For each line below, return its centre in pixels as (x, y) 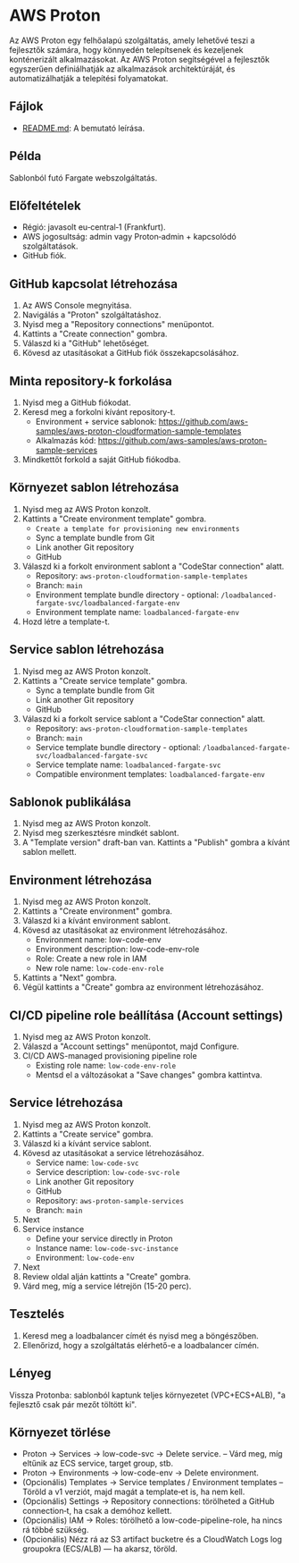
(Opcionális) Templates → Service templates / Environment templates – (153, 1483)
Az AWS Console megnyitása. (77, 306)
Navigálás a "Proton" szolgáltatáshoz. (91, 315)
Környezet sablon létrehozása (94, 488)
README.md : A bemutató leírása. (83, 128)
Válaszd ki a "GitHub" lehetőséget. (86, 343)
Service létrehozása (66, 1103)
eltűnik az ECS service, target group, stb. (98, 1464)
